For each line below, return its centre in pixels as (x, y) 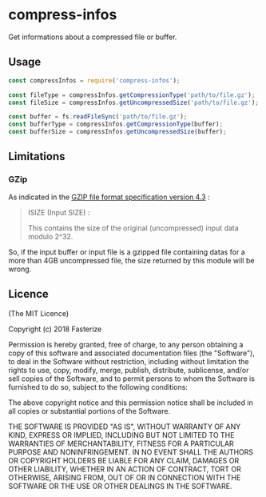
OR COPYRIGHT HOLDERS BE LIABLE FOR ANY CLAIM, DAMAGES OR (124, 460)
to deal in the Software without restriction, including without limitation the (129, 361)
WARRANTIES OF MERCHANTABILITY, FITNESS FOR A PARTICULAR (121, 443)
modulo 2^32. (50, 236)
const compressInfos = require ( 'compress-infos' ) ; (94, 80)
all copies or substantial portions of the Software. (89, 411)
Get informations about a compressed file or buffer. (93, 37)
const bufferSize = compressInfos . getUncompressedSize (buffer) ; (117, 132)
